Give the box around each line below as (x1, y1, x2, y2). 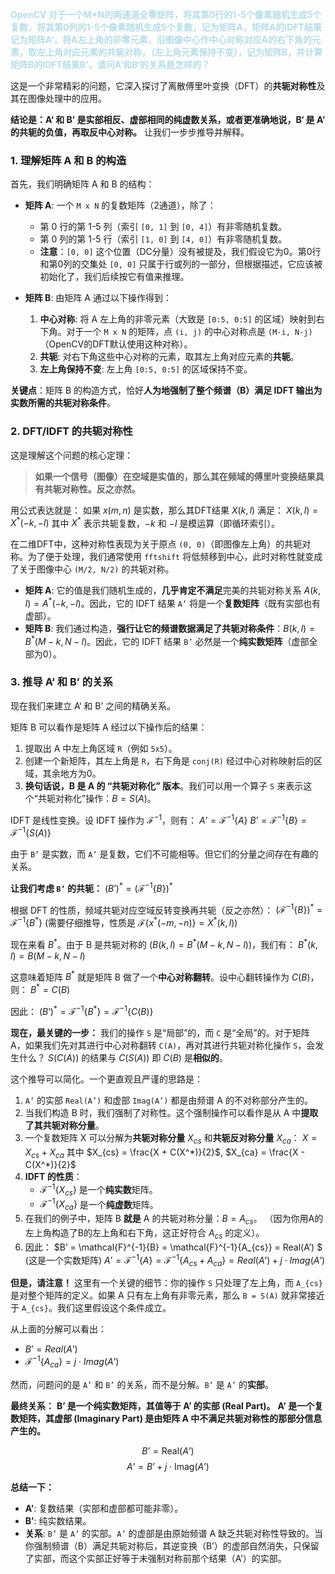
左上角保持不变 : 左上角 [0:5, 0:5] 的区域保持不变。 (39, 363, 253, 375)
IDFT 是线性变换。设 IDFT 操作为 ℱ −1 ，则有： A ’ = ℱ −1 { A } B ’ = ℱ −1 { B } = (10, 812, 307, 826)
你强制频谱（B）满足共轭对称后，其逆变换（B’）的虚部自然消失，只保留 (24, 1539, 320, 1552)
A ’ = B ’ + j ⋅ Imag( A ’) (126, 1460, 210, 1472)
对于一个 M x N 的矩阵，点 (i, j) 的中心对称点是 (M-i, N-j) (66, 326, 313, 338)
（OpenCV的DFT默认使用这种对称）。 (39, 338, 193, 350)
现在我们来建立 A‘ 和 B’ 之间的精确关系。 (10, 699, 177, 712)
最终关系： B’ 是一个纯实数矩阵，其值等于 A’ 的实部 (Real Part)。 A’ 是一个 (10, 1399, 315, 1412)
